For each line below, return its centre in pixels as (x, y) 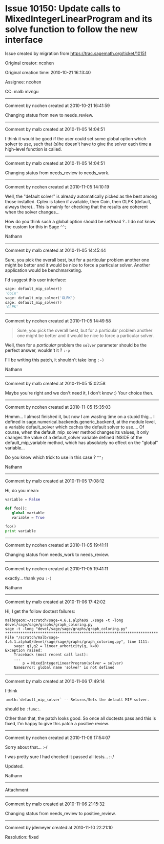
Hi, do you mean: (22, 491)
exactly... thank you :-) (29, 578)
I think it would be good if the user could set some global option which (76, 138)
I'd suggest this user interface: (36, 280)
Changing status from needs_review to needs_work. (57, 173)
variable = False (23, 500)
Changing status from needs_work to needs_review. (57, 554)
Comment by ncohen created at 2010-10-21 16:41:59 (58, 105)
